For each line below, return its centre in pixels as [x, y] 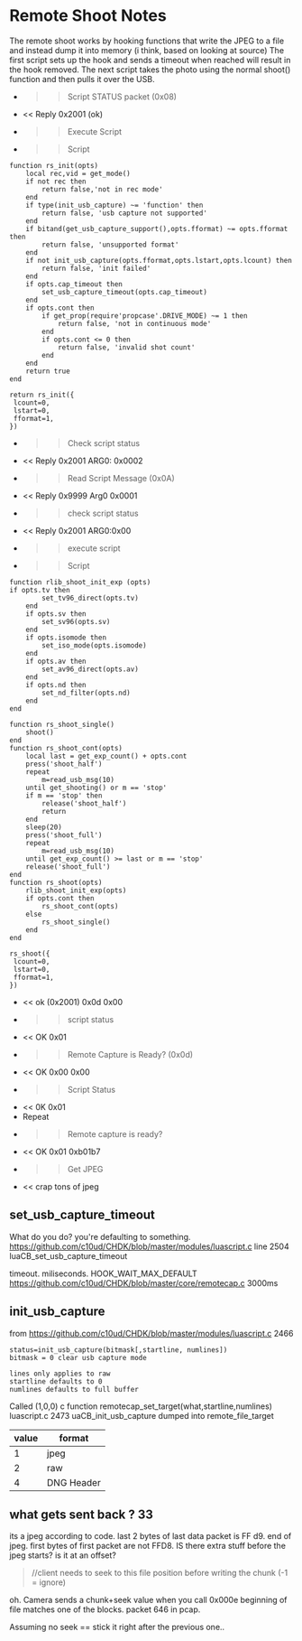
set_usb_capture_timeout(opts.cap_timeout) [124, 292]
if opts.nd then [56, 685]
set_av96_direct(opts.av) [91, 669]
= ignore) [48, 1582]
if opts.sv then [56, 614]
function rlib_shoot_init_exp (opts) [80, 582]
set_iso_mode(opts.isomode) [94, 645]
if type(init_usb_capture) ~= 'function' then [114, 205]
